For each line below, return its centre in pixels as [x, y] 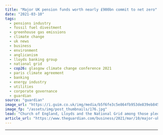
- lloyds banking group [33, 59]
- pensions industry [30, 23]
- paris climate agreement [37, 73]
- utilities [22, 87]
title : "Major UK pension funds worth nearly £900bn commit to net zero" [81, 10]
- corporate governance [33, 91]
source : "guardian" [25, 100]
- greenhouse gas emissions [38, 32]
